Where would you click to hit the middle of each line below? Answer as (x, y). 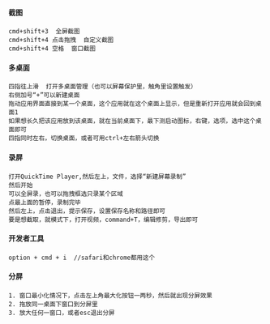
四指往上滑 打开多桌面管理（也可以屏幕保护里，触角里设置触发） (103, 87)
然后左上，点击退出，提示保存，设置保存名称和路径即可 (87, 211)
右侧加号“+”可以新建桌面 (44, 96)
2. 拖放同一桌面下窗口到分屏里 (54, 305)
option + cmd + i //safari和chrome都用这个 (82, 258)
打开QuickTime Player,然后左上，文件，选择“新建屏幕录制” (97, 177)
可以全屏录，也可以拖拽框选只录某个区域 (66, 194)
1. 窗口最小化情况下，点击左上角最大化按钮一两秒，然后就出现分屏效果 (110, 296)
